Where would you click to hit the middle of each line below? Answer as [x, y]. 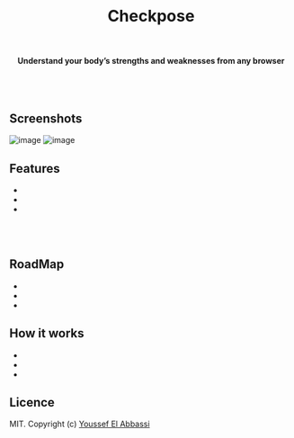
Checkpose [151, 16]
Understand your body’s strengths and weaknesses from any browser [151, 60]
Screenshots [46, 118]
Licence [32, 402]
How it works [47, 333]
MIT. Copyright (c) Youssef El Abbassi [80, 424]
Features [35, 169]
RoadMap [37, 264]
